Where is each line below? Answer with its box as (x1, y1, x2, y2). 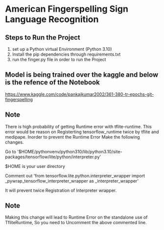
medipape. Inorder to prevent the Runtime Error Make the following (5, 134, 141, 140)
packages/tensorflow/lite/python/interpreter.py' (5, 154, 101, 160)
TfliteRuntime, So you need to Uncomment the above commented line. (5, 220, 147, 226)
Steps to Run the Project (5, 33, 81, 42)
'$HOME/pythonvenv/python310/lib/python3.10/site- (17, 148, 122, 154)
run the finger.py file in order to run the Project (12, 57, 106, 62)
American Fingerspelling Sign (5, 3, 129, 15)
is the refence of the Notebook (5, 78, 100, 86)
